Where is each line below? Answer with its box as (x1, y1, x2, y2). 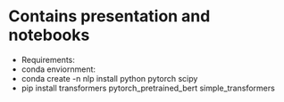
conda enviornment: (21, 64, 96, 75)
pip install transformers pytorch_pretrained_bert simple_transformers (21, 82, 276, 93)
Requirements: (21, 54, 75, 65)
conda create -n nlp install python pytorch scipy (21, 73, 198, 83)
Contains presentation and (8, 6, 211, 27)
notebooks (8, 25, 90, 45)
